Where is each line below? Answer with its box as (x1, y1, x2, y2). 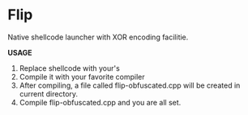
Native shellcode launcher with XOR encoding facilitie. (7, 32, 189, 42)
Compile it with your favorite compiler (19, 72, 145, 81)
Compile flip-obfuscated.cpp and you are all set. (19, 97, 182, 107)
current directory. (19, 88, 79, 98)
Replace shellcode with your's (19, 63, 121, 73)
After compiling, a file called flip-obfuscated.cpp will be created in (19, 80, 241, 90)
